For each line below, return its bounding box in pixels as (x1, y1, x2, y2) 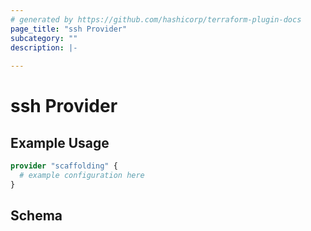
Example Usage (10, 134, 110, 151)
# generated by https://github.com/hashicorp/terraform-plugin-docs (10, 14, 302, 25)
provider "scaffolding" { (10, 161, 118, 171)
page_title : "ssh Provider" (10, 24, 128, 34)
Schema (10, 207, 63, 225)
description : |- (10, 42, 78, 53)
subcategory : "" (10, 33, 78, 43)
